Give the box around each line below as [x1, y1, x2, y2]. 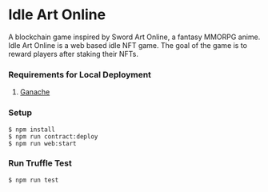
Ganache [19, 87, 50, 97]
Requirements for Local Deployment [8, 69, 152, 80]
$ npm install [8, 126, 56, 134]
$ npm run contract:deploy [8, 132, 98, 141]
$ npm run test [8, 176, 59, 184]
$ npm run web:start [8, 139, 78, 147]
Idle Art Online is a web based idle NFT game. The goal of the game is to [8, 40, 248, 50]
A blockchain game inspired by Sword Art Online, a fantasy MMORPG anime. [8, 32, 261, 42]
